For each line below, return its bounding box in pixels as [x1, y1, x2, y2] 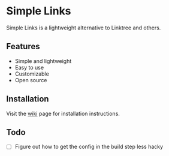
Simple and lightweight [14, 57, 72, 64]
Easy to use [14, 64, 44, 71]
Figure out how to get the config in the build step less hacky [14, 143, 164, 151]
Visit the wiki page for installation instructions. [6, 110, 120, 117]
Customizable [14, 70, 49, 77]
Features [6, 41, 40, 52]
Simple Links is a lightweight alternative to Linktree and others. [6, 24, 161, 31]
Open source [14, 76, 47, 83]
